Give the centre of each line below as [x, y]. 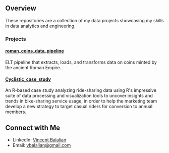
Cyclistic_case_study [28, 79]
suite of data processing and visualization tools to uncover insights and [79, 96]
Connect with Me [33, 127]
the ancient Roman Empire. [33, 67]
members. [16, 112]
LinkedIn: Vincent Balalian [39, 140]
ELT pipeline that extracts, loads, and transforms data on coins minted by [81, 62]
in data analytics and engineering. [40, 26]
